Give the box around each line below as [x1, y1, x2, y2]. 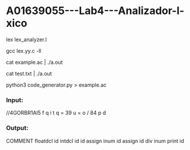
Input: [6, 96, 23, 104]
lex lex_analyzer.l [6, 36, 47, 43]
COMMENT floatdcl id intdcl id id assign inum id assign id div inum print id [6, 137, 184, 144]
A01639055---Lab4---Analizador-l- [6, 4, 185, 18]
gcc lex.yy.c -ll [6, 47, 42, 54]
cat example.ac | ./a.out [6, 59, 63, 66]
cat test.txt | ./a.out [6, 70, 52, 77]
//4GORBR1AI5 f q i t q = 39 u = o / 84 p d [6, 110, 106, 117]
